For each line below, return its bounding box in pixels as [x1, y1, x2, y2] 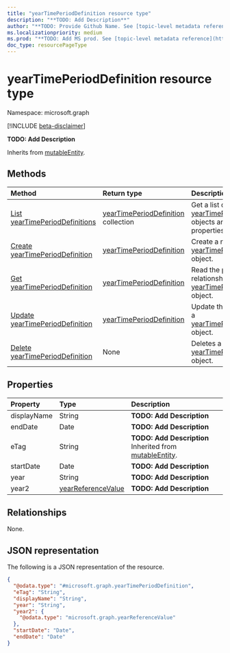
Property [10, 399, 40, 409]
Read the [191, 265, 220, 274]
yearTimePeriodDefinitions [10, 217, 97, 227]
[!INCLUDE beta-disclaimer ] [7, 121, 86, 130]
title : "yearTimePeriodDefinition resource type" [7, 10, 152, 17]
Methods [7, 168, 47, 180]
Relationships [7, 507, 67, 518]
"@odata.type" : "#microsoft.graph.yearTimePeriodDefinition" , [13, 582, 194, 589]
